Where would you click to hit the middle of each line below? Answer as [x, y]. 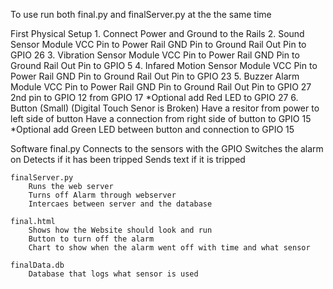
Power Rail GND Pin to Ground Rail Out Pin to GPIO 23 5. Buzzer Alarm [155, 76]
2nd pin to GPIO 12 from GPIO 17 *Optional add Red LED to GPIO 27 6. [154, 97]
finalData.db [37, 265]
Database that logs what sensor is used [113, 274]
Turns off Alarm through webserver [102, 195]
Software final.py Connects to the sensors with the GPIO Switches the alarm [167, 148]
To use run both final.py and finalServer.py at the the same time [141, 14]
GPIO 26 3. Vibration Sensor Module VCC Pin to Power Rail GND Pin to [155, 55]
